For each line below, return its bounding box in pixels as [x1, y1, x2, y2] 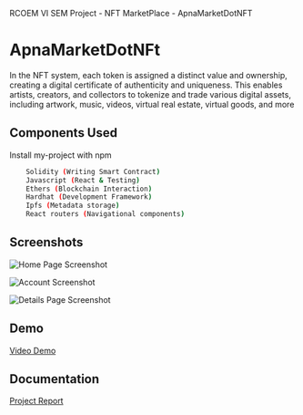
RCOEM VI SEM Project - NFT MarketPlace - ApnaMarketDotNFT [9, 8, 253, 18]
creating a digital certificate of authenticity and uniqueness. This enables [9, 79, 283, 90]
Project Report [9, 396, 64, 407]
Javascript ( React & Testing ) [25, 175, 141, 185]
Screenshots [9, 234, 84, 250]
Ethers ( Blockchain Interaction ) [25, 184, 153, 193]
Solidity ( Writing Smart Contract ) [25, 167, 161, 176]
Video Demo [9, 345, 56, 356]
